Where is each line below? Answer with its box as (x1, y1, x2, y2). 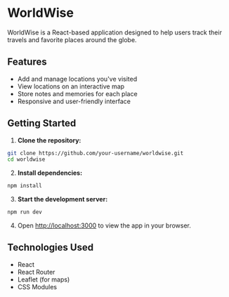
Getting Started (7, 117, 77, 129)
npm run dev (7, 209, 42, 216)
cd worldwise (7, 156, 46, 163)
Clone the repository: (17, 136, 81, 145)
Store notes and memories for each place (17, 89, 138, 98)
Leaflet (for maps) (17, 275, 70, 284)
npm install (7, 183, 42, 190)
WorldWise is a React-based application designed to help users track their (7, 28, 223, 37)
